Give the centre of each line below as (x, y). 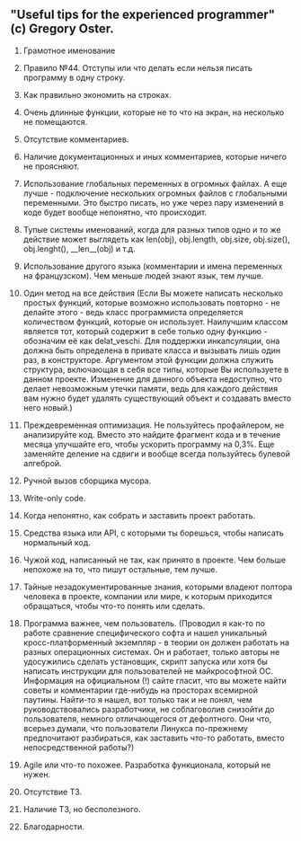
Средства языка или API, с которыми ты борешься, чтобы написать (153, 533)
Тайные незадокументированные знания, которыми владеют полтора (158, 587)
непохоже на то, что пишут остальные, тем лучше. (120, 569)
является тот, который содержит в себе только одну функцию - (145, 331)
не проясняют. (51, 166)
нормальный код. (57, 542)
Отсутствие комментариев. (76, 139)
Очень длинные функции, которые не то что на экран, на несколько (154, 112)
